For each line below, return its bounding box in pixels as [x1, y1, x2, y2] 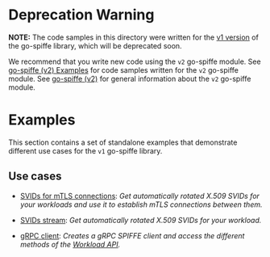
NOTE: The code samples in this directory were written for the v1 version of [8, 32, 260, 42]
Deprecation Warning [8, 6, 155, 24]
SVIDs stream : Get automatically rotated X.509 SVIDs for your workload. [19, 215, 262, 225]
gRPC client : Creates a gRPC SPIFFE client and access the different [19, 230, 245, 240]
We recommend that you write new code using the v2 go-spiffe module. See [8, 57, 261, 66]
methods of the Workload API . [19, 239, 121, 249]
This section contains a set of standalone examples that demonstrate [8, 137, 238, 147]
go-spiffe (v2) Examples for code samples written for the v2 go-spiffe [8, 65, 239, 74]
